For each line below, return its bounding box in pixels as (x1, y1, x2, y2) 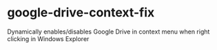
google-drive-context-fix (7, 5, 155, 21)
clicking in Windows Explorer (7, 34, 90, 42)
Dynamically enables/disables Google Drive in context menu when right (7, 27, 210, 36)
